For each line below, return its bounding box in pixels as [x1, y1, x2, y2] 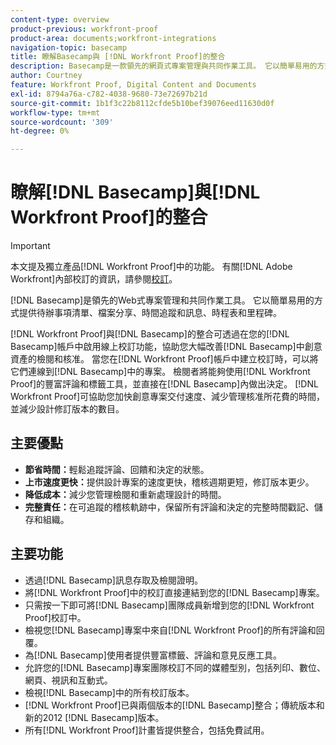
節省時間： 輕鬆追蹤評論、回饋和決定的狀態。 [24, 463, 210, 475]
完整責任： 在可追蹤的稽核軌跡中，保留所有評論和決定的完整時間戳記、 [24, 501, 315, 513]
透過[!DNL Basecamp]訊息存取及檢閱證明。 [24, 574, 203, 586]
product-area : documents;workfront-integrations [10, 33, 217, 43]
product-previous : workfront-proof [10, 24, 159, 34]
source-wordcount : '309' [10, 117, 114, 127]
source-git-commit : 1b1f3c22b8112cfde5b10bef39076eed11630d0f [10, 98, 275, 108]
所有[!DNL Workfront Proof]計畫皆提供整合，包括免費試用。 [24, 724, 270, 736]
